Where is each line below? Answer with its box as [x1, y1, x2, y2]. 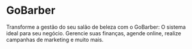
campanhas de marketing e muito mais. [6, 36, 104, 43]
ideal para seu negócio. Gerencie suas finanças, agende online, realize [6, 29, 181, 36]
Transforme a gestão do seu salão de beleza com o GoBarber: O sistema [6, 23, 186, 30]
